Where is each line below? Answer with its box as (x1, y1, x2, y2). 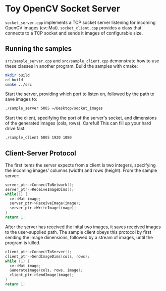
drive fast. (5, 126, 26, 132)
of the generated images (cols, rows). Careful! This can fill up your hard (5, 120, 151, 126)
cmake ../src (5, 82, 32, 87)
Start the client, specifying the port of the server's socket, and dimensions (5, 115, 157, 121)
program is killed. (5, 240, 41, 246)
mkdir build (5, 73, 30, 78)
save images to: (5, 96, 38, 102)
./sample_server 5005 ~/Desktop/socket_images (5, 106, 103, 111)
